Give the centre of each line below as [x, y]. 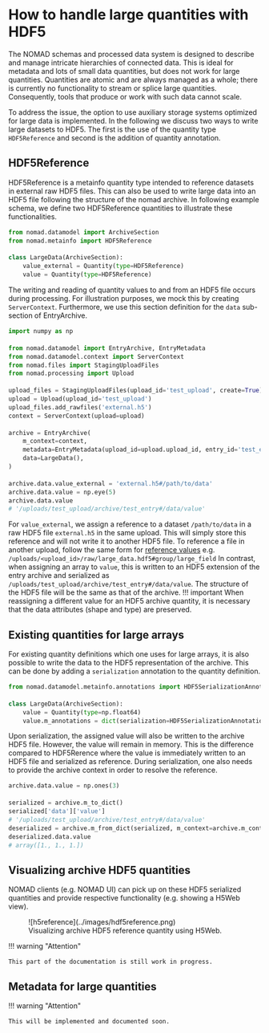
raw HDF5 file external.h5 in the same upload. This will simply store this [127, 533]
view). [18, 907]
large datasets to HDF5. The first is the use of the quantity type [112, 129]
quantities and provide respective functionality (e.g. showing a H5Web [124, 898]
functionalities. [33, 216]
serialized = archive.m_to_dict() [66, 803]
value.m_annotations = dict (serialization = [96, 721]
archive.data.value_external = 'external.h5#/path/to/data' [111, 483]
